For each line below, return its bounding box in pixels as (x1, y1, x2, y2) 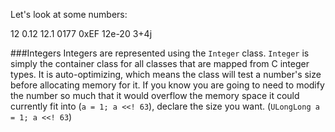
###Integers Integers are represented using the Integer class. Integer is (10, 47, 310, 59)
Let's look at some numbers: (10, 9, 128, 20)
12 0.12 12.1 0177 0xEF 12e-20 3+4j (10, 28, 153, 39)
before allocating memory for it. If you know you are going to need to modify (10, 79, 325, 91)
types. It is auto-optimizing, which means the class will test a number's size (10, 69, 322, 80)
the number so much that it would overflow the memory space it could (10, 90, 300, 101)
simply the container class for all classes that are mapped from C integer (10, 58, 310, 69)
